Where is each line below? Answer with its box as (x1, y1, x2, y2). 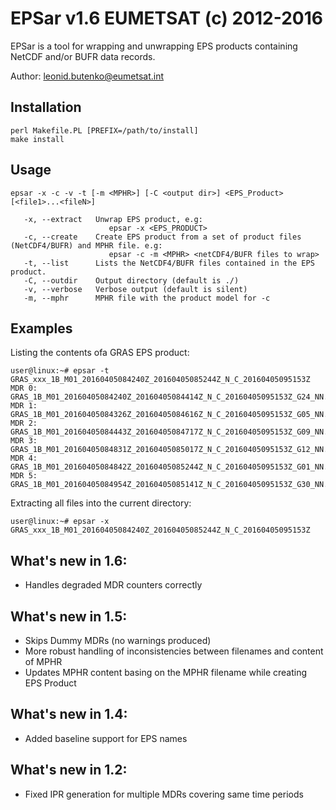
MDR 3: (10, 436, 38, 446)
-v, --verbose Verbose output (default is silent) (23, 284, 248, 294)
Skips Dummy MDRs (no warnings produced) (24, 635, 212, 646)
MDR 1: (10, 401, 38, 411)
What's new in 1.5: (10, 608, 128, 625)
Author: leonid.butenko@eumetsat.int (10, 70, 165, 82)
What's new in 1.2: (10, 762, 128, 779)
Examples (10, 320, 73, 337)
